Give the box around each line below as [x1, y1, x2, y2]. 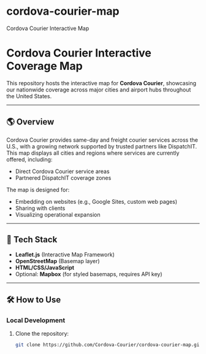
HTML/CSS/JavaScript [15, 264, 75, 271]
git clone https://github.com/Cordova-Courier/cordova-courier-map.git [15, 342, 202, 348]
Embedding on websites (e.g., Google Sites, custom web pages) [15, 198, 178, 205]
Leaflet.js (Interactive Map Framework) [15, 250, 115, 258]
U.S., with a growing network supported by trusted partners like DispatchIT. [6, 142, 197, 150]
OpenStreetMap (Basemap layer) [15, 257, 100, 264]
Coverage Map [6, 60, 83, 73]
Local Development [6, 316, 66, 325]
